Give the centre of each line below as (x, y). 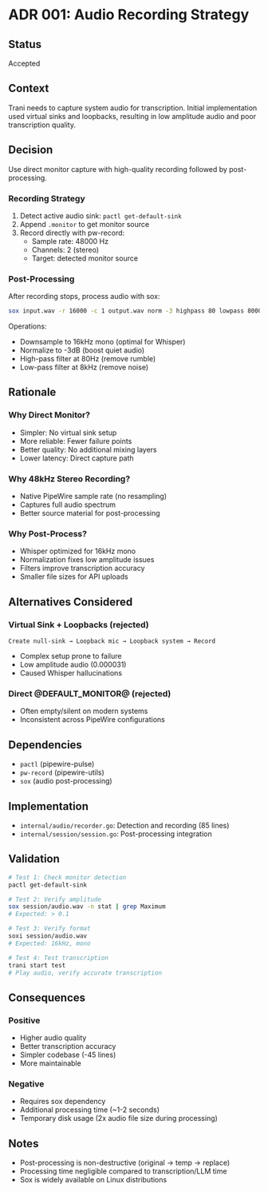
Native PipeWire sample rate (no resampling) (93, 496)
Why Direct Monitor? (49, 415)
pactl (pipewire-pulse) (57, 764)
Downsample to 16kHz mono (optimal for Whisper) (102, 342)
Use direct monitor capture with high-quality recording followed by (118, 169)
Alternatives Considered (71, 602)
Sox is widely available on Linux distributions (93, 1180)
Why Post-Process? (48, 534)
